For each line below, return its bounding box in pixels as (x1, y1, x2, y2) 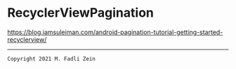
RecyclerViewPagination (7, 5, 155, 21)
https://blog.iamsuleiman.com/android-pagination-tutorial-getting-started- (7, 28, 223, 36)
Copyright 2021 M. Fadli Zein (7, 55, 96, 62)
